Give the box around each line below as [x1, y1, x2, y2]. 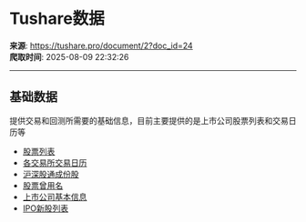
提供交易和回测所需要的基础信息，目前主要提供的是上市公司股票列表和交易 [9, 115, 289, 126]
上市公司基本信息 [22, 191, 87, 202]
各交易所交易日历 [22, 156, 87, 168]
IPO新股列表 [22, 202, 69, 214]
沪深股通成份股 [22, 168, 79, 179]
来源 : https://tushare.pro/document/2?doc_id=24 [9, 40, 193, 51]
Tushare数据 [9, 8, 105, 29]
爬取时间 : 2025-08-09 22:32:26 [9, 51, 129, 62]
